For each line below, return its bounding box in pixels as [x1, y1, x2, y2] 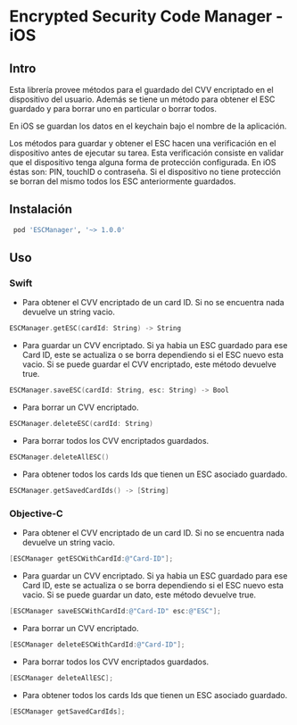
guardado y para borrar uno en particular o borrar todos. [9, 104, 217, 113]
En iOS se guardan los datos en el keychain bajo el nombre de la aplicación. [9, 121, 287, 131]
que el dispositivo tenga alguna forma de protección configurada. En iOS [9, 157, 276, 167]
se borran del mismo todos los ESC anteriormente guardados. [9, 176, 236, 187]
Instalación [9, 202, 73, 217]
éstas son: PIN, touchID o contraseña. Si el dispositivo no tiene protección [9, 167, 281, 177]
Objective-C [9, 507, 64, 520]
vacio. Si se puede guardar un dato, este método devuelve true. [21, 589, 257, 600]
